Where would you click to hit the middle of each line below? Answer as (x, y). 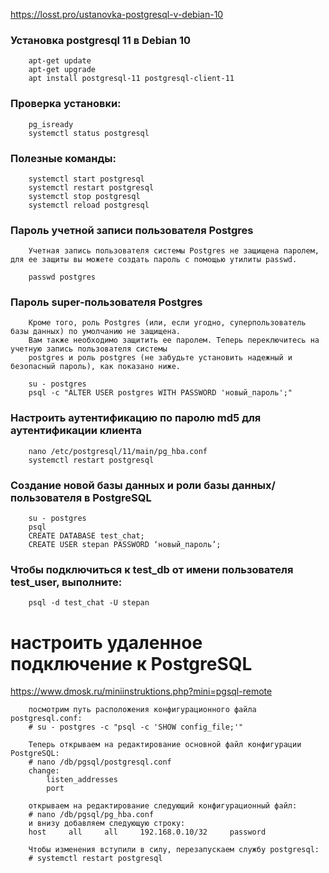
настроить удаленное (106, 642)
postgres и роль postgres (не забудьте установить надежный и (160, 358)
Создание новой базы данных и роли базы (120, 485)
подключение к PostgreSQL (131, 663)
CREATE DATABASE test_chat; (86, 536)
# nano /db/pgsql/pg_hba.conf (91, 815)
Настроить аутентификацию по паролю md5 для (136, 418)
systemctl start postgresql (86, 179)
